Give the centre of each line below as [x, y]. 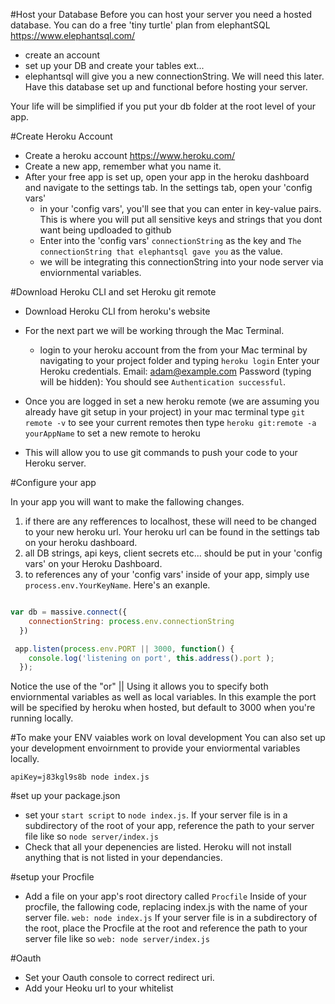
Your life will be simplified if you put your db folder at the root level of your [163, 106]
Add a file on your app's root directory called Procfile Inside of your [165, 896]
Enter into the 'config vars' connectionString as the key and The [170, 240]
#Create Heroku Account [61, 136]
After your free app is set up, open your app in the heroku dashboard [167, 177]
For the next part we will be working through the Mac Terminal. [154, 330]
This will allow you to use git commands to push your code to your [161, 452]
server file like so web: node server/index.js [117, 939]
